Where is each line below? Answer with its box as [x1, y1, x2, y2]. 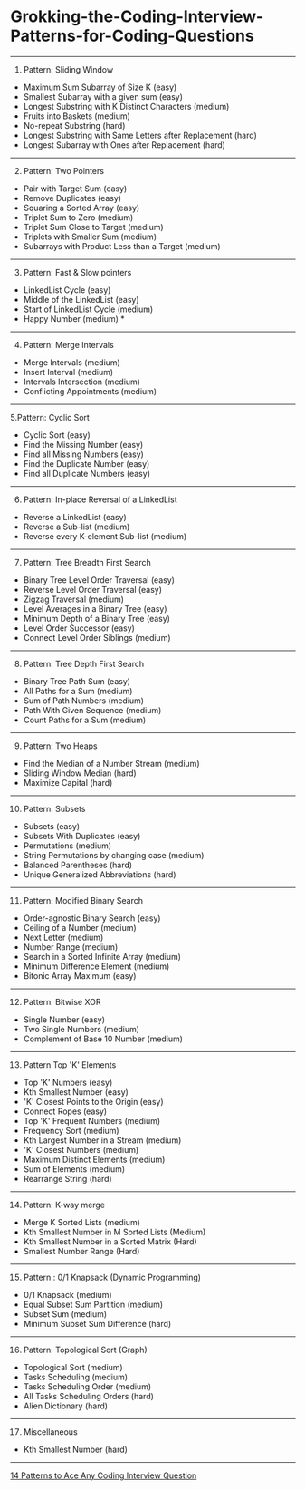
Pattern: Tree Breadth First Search [23, 556, 152, 567]
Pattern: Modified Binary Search [23, 895, 144, 905]
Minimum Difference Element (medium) [23, 961, 170, 972]
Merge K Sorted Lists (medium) [23, 1216, 141, 1227]
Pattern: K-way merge [23, 1199, 105, 1210]
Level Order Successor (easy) [23, 623, 135, 634]
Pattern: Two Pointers [23, 165, 105, 176]
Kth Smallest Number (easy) [23, 1086, 129, 1098]
